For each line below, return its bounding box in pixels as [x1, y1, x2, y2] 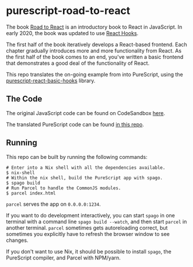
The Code [6, 94, 43, 104]
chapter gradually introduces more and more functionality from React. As [6, 47, 182, 54]
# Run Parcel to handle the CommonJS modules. [6, 185, 121, 191]
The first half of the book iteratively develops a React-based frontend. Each [6, 41, 188, 48]
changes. [6, 237, 29, 244]
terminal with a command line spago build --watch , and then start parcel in [6, 218, 187, 225]
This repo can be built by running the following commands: [6, 153, 148, 160]
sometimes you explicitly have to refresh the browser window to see [6, 230, 170, 237]
